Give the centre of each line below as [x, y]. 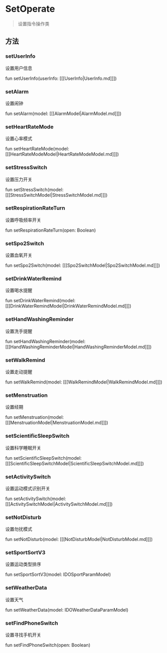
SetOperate [30, 9]
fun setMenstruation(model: [34, 417]
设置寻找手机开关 [23, 635]
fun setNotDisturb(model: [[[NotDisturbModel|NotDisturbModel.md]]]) [79, 539]
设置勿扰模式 [19, 529]
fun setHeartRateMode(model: [37, 149]
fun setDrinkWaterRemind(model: [40, 301]
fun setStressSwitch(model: [34, 189]
